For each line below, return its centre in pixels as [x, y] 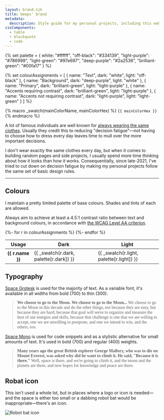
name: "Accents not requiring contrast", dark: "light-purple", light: [71, 96]
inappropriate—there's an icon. [36, 403]
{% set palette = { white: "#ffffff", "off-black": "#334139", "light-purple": [77, 55]
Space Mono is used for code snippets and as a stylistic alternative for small [82, 337]
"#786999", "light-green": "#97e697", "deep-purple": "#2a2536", [71, 60]
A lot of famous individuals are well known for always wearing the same [77, 125]
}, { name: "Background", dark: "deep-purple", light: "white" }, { [82, 80]
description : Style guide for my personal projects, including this [81, 23]
